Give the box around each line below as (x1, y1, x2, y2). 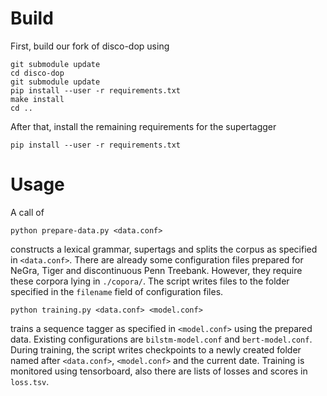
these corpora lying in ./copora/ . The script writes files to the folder (10, 275, 290, 287)
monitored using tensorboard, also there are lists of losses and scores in (10, 365, 308, 377)
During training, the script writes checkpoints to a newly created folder (10, 343, 302, 356)
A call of (10, 206, 45, 218)
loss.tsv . (10, 375, 50, 387)
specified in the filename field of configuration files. (10, 285, 224, 297)
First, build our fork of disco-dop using (10, 40, 170, 52)
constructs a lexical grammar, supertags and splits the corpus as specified (10, 243, 318, 255)
